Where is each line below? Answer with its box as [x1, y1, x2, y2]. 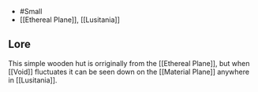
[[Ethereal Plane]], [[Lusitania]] [19, 15, 121, 24]
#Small [19, 7, 43, 16]
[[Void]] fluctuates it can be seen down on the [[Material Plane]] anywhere [8, 67, 250, 76]
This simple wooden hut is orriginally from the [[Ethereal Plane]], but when [8, 58, 250, 68]
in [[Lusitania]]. [8, 75, 58, 85]
